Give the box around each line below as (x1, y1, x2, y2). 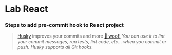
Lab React (5, 3, 48, 15)
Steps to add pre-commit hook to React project (5, 22, 124, 29)
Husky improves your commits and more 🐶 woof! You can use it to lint (17, 33, 165, 39)
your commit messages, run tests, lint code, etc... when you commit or (17, 39, 167, 45)
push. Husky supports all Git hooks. (17, 44, 93, 50)
